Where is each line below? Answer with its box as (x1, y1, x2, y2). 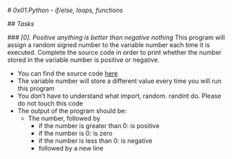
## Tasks (7, 20, 34, 27)
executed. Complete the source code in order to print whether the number (7, 49, 222, 56)
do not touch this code (17, 99, 83, 108)
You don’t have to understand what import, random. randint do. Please (17, 91, 221, 100)
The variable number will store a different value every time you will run (17, 77, 221, 85)
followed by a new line (38, 144, 104, 152)
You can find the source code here (17, 70, 118, 77)
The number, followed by (27, 114, 101, 122)
